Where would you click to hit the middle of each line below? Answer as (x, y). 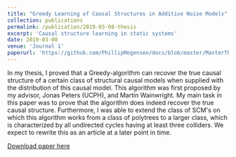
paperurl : (22, 53)
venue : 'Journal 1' (36, 46)
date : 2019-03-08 (33, 40)
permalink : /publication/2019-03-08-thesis (72, 27)
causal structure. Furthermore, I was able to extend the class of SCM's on (114, 110)
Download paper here (39, 146)
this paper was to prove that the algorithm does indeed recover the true (111, 102)
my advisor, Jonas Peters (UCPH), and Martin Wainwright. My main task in (115, 95)
